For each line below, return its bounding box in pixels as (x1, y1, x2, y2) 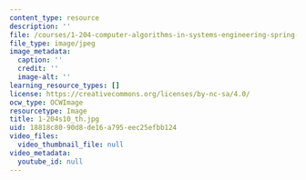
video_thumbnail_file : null (17, 140, 125, 149)
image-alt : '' (17, 73, 71, 82)
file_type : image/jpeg (9, 38, 96, 48)
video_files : (9, 132, 59, 141)
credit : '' (17, 65, 59, 74)
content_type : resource (9, 13, 100, 23)
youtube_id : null (17, 156, 84, 166)
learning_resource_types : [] (9, 81, 120, 90)
